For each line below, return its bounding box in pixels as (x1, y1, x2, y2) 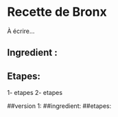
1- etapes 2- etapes (7, 89, 63, 97)
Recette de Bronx (7, 4, 108, 20)
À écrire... (7, 27, 35, 35)
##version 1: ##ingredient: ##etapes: (7, 102, 112, 110)
